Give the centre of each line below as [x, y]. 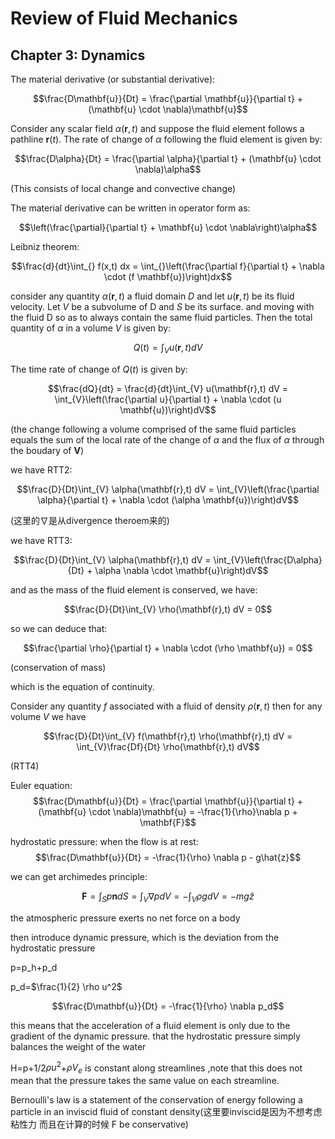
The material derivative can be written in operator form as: [130, 208]
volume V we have [48, 716]
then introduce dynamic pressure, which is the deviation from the [145, 937]
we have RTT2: [41, 469]
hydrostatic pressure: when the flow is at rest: [104, 841]
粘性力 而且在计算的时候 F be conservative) [99, 1124]
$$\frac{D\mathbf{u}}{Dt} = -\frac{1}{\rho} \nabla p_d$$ [168, 1006]
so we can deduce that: [59, 628]
